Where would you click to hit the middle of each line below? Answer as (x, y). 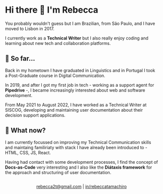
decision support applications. (35, 115)
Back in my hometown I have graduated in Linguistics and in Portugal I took (80, 70)
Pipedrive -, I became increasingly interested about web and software (75, 90)
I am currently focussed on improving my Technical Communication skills (78, 142)
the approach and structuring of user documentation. (58, 172)
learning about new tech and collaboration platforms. (58, 43)
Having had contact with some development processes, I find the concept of (81, 162)
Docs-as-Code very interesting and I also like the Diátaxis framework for (79, 167)
